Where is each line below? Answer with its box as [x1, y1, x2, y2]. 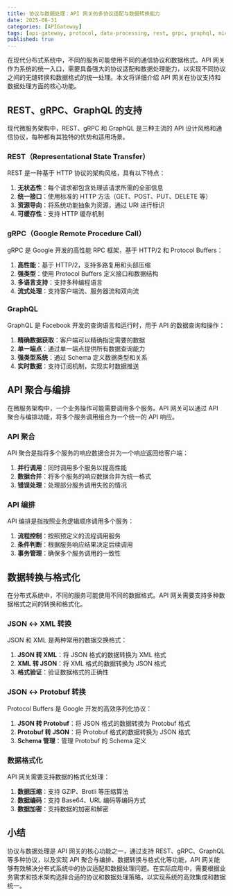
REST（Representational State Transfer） [7, 151, 150, 161]
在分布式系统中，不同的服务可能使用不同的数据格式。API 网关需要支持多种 [7, 591, 220, 599]
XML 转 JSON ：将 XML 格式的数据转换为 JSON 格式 [17, 659, 166, 667]
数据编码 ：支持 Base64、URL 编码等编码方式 [17, 796, 146, 804]
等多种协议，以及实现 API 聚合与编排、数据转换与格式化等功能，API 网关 [7, 855, 214, 863]
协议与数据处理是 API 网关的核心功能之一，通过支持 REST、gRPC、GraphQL [7, 847, 225, 855]
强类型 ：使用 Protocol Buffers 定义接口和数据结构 [17, 269, 159, 278]
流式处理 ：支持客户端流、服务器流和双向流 [17, 286, 139, 295]
